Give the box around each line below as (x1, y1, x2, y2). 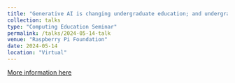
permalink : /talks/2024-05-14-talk (7, 29, 111, 37)
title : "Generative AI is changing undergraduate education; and (7, 10, 201, 17)
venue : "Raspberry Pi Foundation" (7, 36, 108, 43)
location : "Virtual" (7, 50, 68, 56)
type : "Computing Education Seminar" (7, 23, 117, 30)
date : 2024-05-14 (7, 43, 58, 50)
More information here (7, 68, 72, 77)
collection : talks (7, 17, 61, 24)
